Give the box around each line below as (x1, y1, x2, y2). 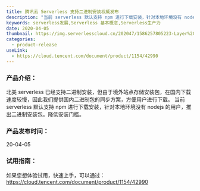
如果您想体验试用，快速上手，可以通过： (6, 171, 105, 179)
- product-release (11, 42, 58, 48)
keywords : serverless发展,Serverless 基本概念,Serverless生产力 (6, 20, 161, 26)
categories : (6, 36, 36, 42)
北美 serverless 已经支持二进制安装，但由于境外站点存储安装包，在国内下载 (6, 88, 192, 95)
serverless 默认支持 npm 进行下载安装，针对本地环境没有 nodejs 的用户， (6, 103, 186, 110)
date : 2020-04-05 (6, 25, 49, 32)
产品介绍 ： (6, 74, 37, 82)
